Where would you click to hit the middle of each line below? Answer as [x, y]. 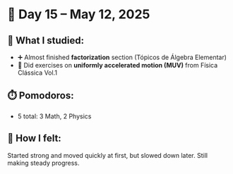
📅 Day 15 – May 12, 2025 [79, 14]
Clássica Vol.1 [37, 73]
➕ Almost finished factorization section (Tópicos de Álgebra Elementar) [122, 57]
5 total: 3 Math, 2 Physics [54, 116]
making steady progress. [43, 163]
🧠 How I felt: [34, 138]
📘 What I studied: [46, 41]
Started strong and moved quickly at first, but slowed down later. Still [108, 155]
